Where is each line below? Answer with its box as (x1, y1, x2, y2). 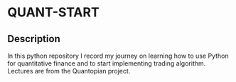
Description (7, 33, 60, 45)
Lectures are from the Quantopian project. (7, 67, 131, 75)
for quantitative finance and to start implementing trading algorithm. (7, 59, 206, 68)
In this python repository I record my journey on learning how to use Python (7, 51, 229, 60)
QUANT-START (7, 4, 100, 21)
